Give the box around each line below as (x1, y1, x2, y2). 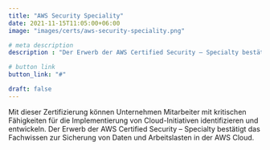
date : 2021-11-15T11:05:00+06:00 (8, 19, 121, 27)
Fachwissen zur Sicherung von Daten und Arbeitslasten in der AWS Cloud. (8, 132, 255, 142)
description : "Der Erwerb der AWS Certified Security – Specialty (8, 49, 239, 57)
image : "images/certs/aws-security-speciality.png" (8, 26, 185, 34)
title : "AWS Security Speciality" (8, 11, 125, 20)
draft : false (8, 85, 52, 93)
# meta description (8, 41, 74, 49)
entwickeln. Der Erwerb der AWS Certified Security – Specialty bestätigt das (8, 124, 261, 133)
